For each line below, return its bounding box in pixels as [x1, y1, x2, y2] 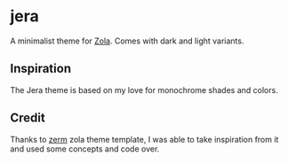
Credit [10, 111, 45, 126]
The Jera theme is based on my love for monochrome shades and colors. [10, 84, 278, 95]
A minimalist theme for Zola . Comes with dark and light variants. [10, 35, 244, 46]
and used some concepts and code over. [10, 144, 160, 154]
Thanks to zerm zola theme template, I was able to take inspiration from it [10, 134, 279, 144]
